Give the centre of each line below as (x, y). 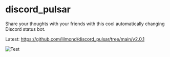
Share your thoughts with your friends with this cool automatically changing (85, 24)
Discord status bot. (25, 29)
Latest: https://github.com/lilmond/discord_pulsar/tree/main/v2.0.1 (75, 39)
